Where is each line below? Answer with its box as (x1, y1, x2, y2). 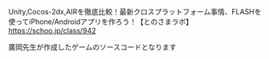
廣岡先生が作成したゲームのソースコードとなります (8, 42, 177, 52)
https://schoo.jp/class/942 (8, 26, 96, 35)
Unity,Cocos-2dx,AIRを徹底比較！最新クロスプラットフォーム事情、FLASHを (8, 7, 262, 16)
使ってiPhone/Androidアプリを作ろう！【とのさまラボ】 (8, 17, 194, 26)
